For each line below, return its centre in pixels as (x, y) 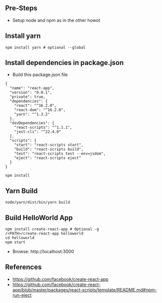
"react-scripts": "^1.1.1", (43, 128)
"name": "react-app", (32, 88)
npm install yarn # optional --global (45, 47)
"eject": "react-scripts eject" (48, 158)
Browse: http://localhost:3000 (43, 252)
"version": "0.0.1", (31, 93)
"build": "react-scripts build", (49, 149)
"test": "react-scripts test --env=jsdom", (60, 154)
